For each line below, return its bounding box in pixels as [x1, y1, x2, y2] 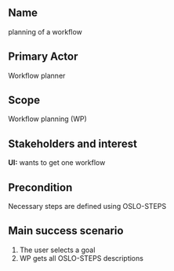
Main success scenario [8, 224, 124, 238]
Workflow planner [8, 71, 66, 80]
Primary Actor [8, 50, 78, 64]
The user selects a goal [19, 245, 96, 255]
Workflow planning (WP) [8, 114, 88, 124]
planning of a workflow [8, 27, 82, 36]
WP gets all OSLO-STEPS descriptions [19, 253, 143, 262]
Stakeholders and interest [8, 137, 137, 150]
